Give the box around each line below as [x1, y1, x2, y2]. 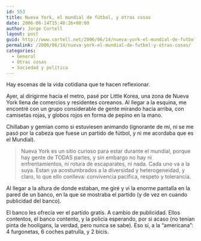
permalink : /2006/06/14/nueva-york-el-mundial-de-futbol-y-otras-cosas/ [6, 43, 191, 49]
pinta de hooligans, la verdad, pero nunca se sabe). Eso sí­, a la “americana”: [6, 222, 193, 229]
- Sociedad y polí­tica [11, 64, 68, 71]
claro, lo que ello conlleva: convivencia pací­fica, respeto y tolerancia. [20, 173, 191, 180]
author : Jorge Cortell [6, 25, 63, 32]
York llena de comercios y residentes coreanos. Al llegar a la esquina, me [6, 99, 187, 106]
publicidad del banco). [6, 197, 62, 204]
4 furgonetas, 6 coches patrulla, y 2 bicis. [6, 228, 109, 236]
